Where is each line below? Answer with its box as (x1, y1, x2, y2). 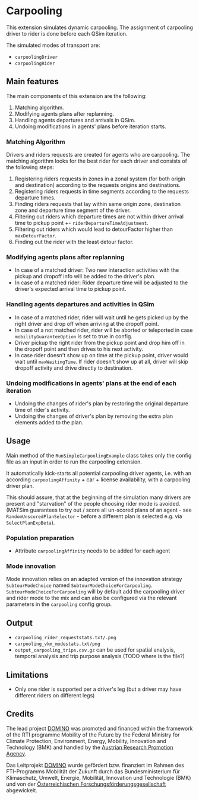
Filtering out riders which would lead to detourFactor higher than (14, 226, 173, 233)
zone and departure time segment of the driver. (14, 207, 131, 214)
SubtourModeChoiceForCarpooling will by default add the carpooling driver (6, 588, 185, 595)
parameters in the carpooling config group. (6, 601, 112, 608)
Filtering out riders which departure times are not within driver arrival (14, 213, 184, 220)
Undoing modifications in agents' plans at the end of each (6, 379, 177, 387)
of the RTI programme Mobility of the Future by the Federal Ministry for (6, 731, 180, 738)
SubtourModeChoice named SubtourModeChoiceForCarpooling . (6, 582, 153, 589)
